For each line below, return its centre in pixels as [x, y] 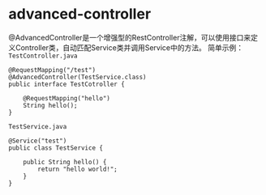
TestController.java [43, 56]
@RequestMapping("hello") [67, 98]
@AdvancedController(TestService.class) [78, 77]
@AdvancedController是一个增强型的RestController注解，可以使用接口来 [130, 37]
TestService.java [38, 126]
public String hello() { [65, 162]
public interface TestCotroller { [67, 84]
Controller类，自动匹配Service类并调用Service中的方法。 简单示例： [129, 47]
